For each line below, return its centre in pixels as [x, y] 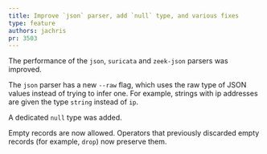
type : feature [32, 23]
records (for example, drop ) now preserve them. [88, 142]
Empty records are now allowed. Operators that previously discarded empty [134, 133]
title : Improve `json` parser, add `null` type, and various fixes [124, 16]
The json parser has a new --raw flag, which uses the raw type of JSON [127, 85]
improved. [25, 70]
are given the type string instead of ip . [74, 102]
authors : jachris [37, 30]
